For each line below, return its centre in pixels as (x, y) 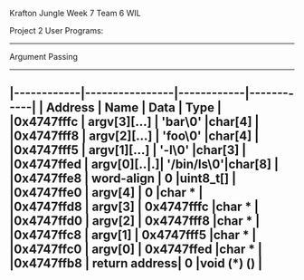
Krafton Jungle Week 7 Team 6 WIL (76, 13)
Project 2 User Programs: (57, 30)
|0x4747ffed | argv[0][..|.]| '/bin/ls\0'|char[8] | (144, 164)
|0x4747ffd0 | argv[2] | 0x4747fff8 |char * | (135, 221)
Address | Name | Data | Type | (133, 108)
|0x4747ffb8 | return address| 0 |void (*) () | (136, 263)
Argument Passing (44, 57)
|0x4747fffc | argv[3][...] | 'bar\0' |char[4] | (134, 122)
